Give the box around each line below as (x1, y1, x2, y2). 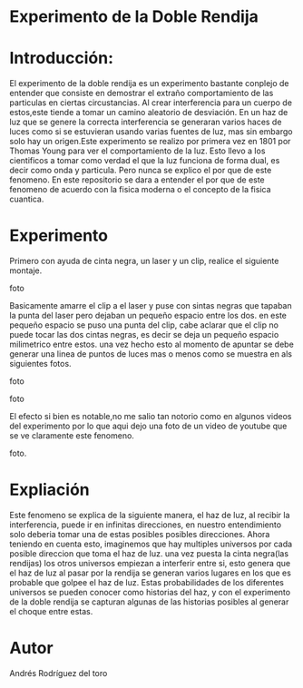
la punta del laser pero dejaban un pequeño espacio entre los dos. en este (9, 310, 288, 321)
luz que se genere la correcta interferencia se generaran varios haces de (9, 116, 282, 128)
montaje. (9, 265, 43, 276)
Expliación (9, 479, 90, 500)
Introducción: (9, 48, 114, 69)
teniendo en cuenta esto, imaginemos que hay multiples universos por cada (9, 538, 293, 549)
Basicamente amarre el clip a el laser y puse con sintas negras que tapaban (9, 300, 292, 311)
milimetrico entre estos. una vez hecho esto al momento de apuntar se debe (9, 339, 295, 350)
